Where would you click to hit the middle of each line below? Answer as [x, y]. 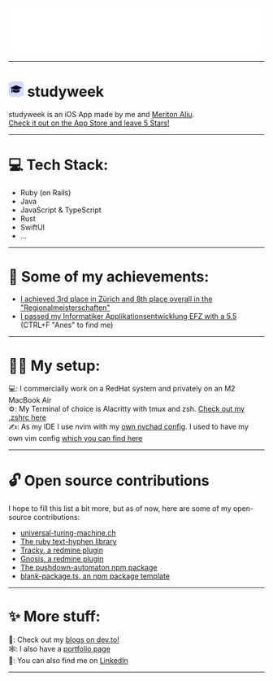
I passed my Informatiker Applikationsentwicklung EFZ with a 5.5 [128, 316]
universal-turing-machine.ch [68, 533]
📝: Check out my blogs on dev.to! [64, 640]
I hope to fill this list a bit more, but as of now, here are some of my [120, 509]
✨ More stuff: [54, 617]
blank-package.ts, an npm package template [95, 576]
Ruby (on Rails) [45, 193]
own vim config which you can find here [76, 439]
